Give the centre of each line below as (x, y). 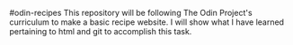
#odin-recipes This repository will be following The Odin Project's (131, 13)
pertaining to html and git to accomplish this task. (101, 31)
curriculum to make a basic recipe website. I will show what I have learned (147, 22)
